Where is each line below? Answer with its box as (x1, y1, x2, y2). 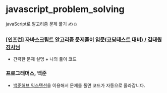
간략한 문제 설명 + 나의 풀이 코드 (13, 56, 77, 62)
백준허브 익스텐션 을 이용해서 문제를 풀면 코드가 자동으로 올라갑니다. (13, 82, 145, 88)
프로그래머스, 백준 (6, 70, 47, 77)
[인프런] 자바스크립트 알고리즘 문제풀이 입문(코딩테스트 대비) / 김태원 (6, 36, 162, 43)
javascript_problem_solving (6, 4, 125, 15)
